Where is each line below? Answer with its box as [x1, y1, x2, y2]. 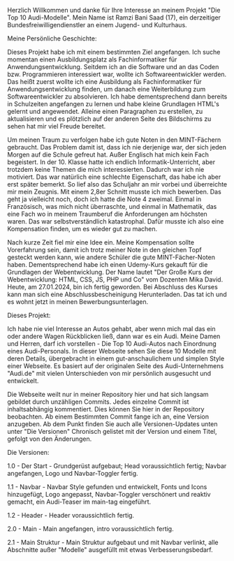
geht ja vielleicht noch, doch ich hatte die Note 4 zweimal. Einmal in [7, 195, 201, 203]
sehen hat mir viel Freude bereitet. [7, 122, 106, 130]
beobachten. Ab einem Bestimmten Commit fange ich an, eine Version [7, 412, 210, 421]
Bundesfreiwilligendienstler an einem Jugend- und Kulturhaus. [7, 21, 187, 29]
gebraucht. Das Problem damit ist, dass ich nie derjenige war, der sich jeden [7, 143, 227, 151]
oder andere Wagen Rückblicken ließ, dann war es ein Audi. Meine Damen [7, 332, 221, 340]
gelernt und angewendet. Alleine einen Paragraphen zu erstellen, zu [7, 108, 203, 115]
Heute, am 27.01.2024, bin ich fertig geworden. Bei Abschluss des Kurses [7, 283, 218, 291]
